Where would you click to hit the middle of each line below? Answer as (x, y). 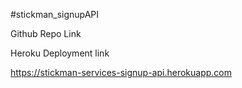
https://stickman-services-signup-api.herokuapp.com (121, 72)
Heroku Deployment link (60, 53)
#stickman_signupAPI (55, 14)
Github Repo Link (46, 33)
